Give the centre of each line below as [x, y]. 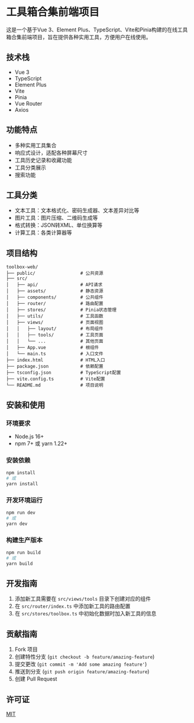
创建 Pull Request [36, 679]
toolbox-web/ [22, 267]
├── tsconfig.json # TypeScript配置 [64, 373]
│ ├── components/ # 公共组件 [55, 297]
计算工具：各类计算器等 [43, 233]
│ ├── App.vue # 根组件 [53, 348]
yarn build [20, 563]
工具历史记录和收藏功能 [43, 160]
